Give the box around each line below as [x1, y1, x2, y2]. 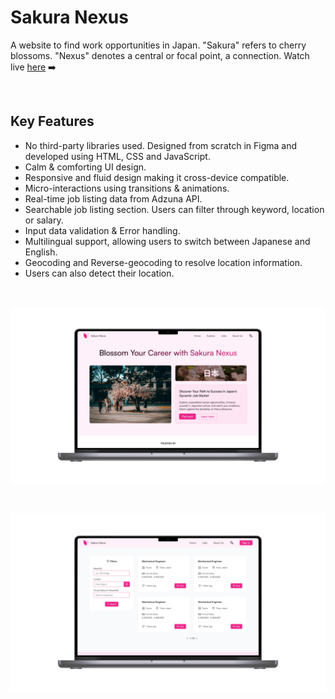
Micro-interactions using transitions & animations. [24, 182, 230, 194]
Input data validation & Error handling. [24, 224, 181, 236]
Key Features [10, 113, 95, 130]
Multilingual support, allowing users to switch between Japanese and [24, 235, 311, 247]
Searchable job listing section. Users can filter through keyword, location [24, 203, 325, 215]
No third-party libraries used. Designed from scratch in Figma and [24, 139, 298, 151]
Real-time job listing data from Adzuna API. [24, 192, 203, 205]
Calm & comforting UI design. [24, 161, 147, 173]
